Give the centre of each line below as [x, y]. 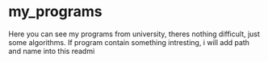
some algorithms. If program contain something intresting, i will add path [129, 42]
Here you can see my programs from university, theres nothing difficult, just [134, 34]
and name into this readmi [52, 51]
